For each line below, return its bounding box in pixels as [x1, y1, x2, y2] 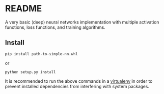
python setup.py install [5, 70, 56, 74]
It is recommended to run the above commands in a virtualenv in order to [5, 78, 153, 84]
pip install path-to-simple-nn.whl [5, 51, 78, 56]
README [5, 3, 42, 14]
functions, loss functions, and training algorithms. [5, 24, 106, 30]
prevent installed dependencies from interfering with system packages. [5, 83, 150, 89]
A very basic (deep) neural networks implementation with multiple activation [5, 19, 160, 25]
